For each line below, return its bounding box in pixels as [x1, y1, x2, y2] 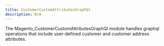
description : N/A [5, 12, 42, 17]
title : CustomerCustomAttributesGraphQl [5, 7, 91, 12]
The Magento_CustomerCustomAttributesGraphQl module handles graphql [5, 25, 159, 31]
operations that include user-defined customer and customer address [5, 31, 149, 37]
